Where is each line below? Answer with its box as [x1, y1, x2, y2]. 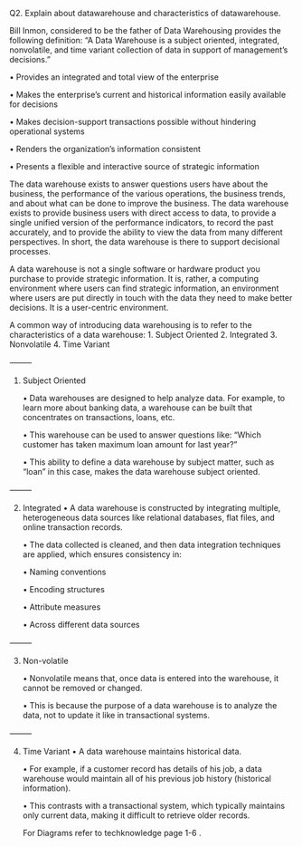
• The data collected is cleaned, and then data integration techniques [22, 539, 281, 550]
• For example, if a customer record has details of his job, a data [22, 764, 262, 774]
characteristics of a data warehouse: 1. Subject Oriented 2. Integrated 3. [9, 330, 278, 340]
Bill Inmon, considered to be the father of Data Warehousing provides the [9, 25, 282, 35]
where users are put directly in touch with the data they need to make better [9, 293, 293, 303]
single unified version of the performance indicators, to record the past [9, 217, 274, 227]
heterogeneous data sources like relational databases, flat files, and [22, 512, 276, 523]
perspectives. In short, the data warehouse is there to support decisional [9, 236, 280, 247]
